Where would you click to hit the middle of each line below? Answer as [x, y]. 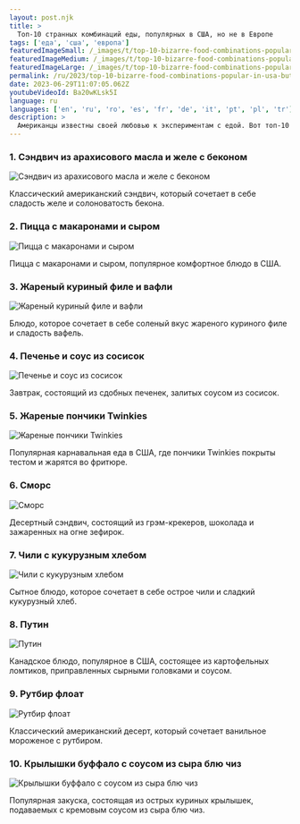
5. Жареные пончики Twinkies [78, 416]
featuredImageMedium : [50, 59]
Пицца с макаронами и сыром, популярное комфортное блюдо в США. [146, 263]
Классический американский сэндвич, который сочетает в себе [133, 194]
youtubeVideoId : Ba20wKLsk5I [63, 92]
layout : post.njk [42, 17]
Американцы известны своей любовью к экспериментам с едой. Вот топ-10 [154, 126]
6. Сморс [30, 486]
